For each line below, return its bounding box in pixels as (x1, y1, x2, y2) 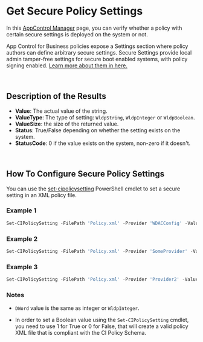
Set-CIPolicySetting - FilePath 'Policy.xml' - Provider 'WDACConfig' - (6, 220, 188, 226)
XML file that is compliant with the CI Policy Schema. (14, 329, 147, 337)
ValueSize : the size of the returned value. (14, 120, 119, 127)
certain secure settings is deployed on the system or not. (6, 30, 148, 38)
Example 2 (6, 235, 38, 243)
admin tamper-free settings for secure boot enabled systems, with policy (6, 55, 188, 62)
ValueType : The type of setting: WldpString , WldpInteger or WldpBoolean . (14, 113, 195, 121)
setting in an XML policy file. (6, 191, 77, 198)
